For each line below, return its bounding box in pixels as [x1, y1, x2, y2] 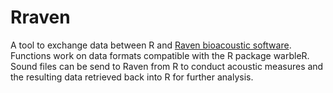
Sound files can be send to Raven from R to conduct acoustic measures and [10, 60, 324, 72]
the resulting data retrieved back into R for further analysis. [10, 71, 254, 83]
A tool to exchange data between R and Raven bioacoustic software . [10, 39, 292, 51]
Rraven [10, 6, 71, 29]
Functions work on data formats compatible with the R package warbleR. [10, 49, 310, 61]
